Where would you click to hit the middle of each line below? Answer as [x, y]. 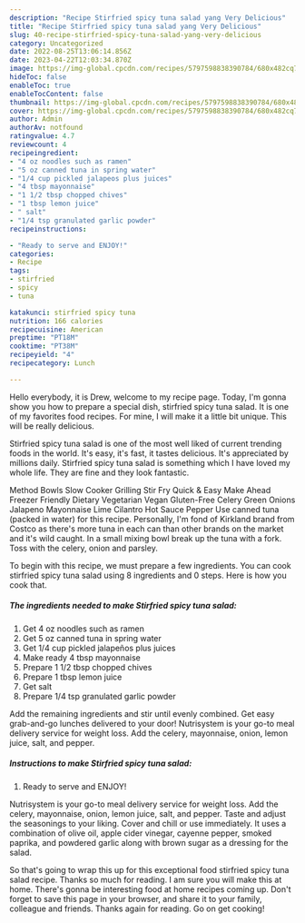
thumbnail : [30, 102]
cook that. [28, 585]
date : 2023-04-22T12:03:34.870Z [70, 60]
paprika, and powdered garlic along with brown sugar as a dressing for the [149, 842]
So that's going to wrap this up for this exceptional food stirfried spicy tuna [149, 869]
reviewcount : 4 [38, 144]
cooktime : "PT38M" [44, 346]
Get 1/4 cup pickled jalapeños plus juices [99, 648]
